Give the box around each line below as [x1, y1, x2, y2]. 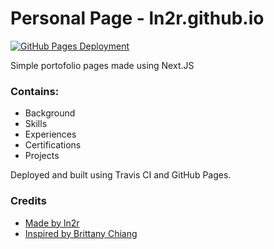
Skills [24, 118, 48, 130]
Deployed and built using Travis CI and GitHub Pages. [10, 169, 232, 181]
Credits [10, 194, 47, 208]
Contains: [10, 84, 60, 98]
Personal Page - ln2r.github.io [10, 7, 265, 30]
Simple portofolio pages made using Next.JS [10, 59, 195, 71]
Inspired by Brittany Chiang [24, 227, 138, 239]
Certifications [24, 139, 82, 151]
